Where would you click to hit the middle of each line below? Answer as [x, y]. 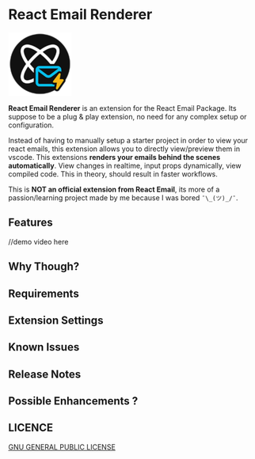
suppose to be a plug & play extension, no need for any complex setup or [127, 116]
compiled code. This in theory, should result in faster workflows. [113, 174]
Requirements [44, 293]
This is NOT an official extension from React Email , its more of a [114, 189]
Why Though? [44, 267]
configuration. [31, 125]
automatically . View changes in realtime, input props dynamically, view [125, 165]
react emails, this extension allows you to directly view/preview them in [124, 149]
